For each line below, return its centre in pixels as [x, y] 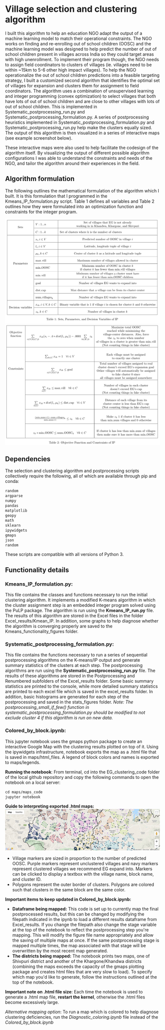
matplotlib [16, 511]
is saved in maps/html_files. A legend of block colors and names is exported [82, 757]
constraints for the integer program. [41, 212]
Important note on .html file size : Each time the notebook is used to [74, 992]
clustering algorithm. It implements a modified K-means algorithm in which [80, 600]
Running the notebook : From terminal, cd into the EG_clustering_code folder [82, 772]
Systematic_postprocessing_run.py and [45, 111]
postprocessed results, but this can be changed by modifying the [78, 914]
